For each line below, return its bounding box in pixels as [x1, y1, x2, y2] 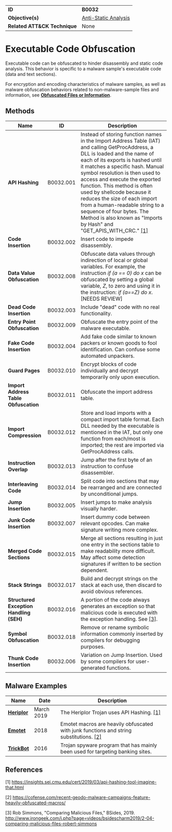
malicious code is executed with [80, 609, 158, 616]
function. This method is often [80, 182, 153, 189]
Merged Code [8, 547, 42, 554]
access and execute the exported [80, 176, 161, 183]
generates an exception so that [80, 602, 155, 610]
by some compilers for [80, 657, 135, 665]
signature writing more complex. [80, 526, 159, 533]
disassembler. [80, 469, 115, 476]
